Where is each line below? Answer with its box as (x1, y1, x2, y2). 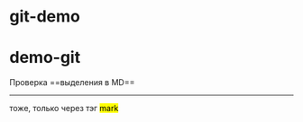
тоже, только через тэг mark (9, 103, 119, 114)
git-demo (9, 6, 81, 27)
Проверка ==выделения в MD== (9, 77, 135, 88)
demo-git (9, 48, 81, 68)
